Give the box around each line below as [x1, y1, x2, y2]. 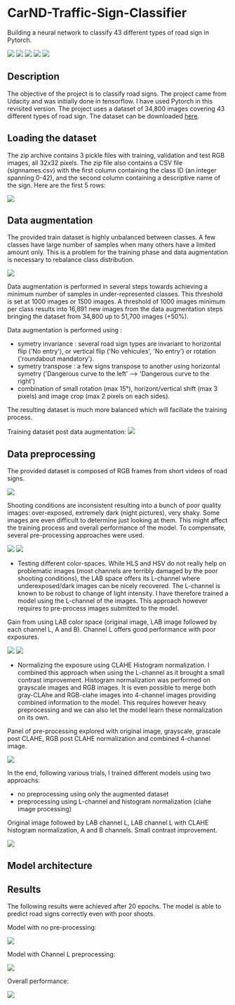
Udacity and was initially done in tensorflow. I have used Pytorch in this [7, 96, 213, 105]
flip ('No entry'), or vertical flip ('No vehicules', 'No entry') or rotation [17, 347, 216, 356]
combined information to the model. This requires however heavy [17, 699, 207, 707]
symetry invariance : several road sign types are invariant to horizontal [17, 339, 222, 348]
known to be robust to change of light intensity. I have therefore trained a [17, 589, 229, 598]
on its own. [17, 713, 50, 722]
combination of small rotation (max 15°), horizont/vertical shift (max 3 [17, 385, 218, 393]
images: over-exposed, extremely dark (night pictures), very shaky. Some [7, 508, 220, 517]
